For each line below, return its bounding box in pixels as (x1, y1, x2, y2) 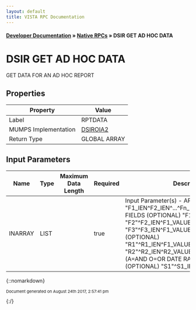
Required (93, 179, 120, 187)
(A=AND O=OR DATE (125, 255, 182, 263)
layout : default (6, 8, 45, 15)
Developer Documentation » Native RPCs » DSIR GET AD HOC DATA (6, 32, 173, 39)
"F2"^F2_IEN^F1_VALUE (125, 218, 191, 227)
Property (29, 106, 55, 114)
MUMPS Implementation (9, 125, 76, 133)
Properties (6, 89, 45, 99)
